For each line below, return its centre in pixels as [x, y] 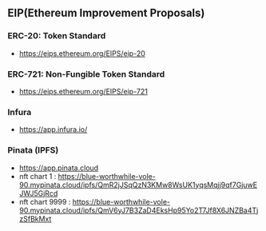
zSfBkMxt [35, 218]
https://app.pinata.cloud [59, 168]
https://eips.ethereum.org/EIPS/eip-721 [83, 91]
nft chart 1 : [38, 176]
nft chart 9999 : [45, 201]
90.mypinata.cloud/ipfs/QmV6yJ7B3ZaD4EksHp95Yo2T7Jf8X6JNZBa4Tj [139, 210]
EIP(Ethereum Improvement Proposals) [106, 13]
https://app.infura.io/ [53, 129]
